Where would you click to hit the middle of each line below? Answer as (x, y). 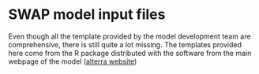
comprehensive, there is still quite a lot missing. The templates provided (125, 44)
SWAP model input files (87, 15)
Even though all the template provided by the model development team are (129, 36)
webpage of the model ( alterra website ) (73, 61)
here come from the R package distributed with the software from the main (130, 53)
